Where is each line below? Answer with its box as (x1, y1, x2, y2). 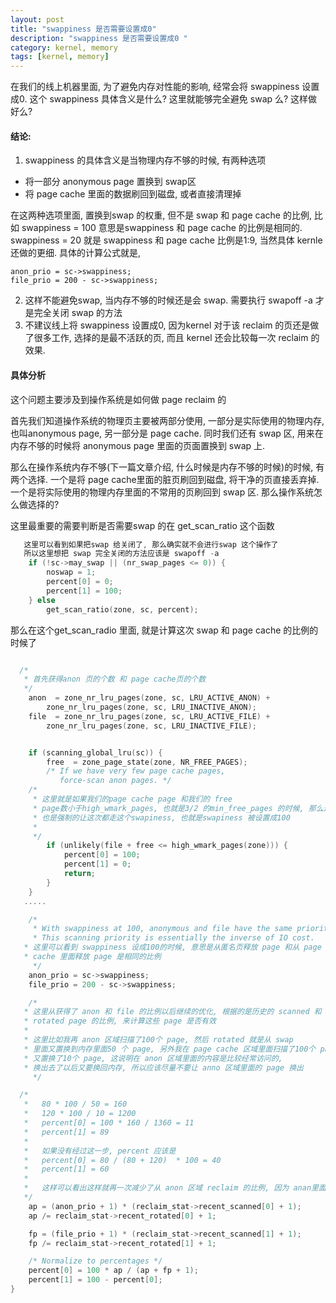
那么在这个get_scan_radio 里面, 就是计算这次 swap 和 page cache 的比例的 (10, 624, 319, 636)
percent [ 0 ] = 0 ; (46, 577, 114, 587)
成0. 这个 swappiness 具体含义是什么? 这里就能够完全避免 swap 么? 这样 (10, 93, 309, 105)
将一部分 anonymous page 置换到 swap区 (24, 176, 197, 188)
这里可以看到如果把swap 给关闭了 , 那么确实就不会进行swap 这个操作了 (23, 539, 279, 550)
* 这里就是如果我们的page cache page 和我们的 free (32, 794, 233, 805)
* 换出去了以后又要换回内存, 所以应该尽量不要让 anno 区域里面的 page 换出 (23, 1062, 304, 1073)
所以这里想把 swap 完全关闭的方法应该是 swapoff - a (23, 549, 220, 559)
